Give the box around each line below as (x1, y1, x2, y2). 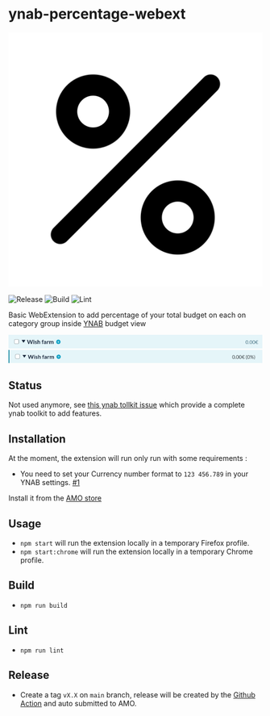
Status (8, 379, 43, 392)
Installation (8, 432, 66, 446)
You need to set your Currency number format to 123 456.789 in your (19, 469, 248, 479)
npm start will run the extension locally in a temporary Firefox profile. (19, 538, 250, 548)
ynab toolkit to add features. (8, 408, 102, 418)
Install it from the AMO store (8, 493, 102, 503)
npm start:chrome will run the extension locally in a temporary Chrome (19, 546, 254, 557)
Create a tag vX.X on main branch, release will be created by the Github (19, 689, 255, 699)
